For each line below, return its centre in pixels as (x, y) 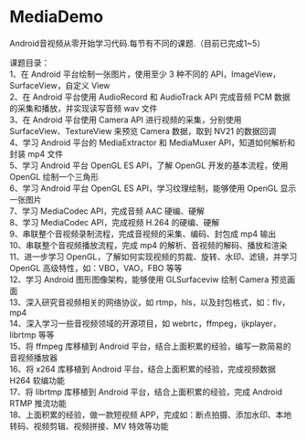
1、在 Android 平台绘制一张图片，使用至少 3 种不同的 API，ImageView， (145, 74)
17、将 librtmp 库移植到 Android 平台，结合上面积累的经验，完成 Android (146, 392)
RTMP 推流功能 (38, 403)
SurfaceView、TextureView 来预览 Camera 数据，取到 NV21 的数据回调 (143, 131)
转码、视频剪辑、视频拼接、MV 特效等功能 (89, 425)
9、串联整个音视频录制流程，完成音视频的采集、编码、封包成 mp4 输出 (143, 234)
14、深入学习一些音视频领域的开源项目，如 (90, 323)
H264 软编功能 (37, 380)
